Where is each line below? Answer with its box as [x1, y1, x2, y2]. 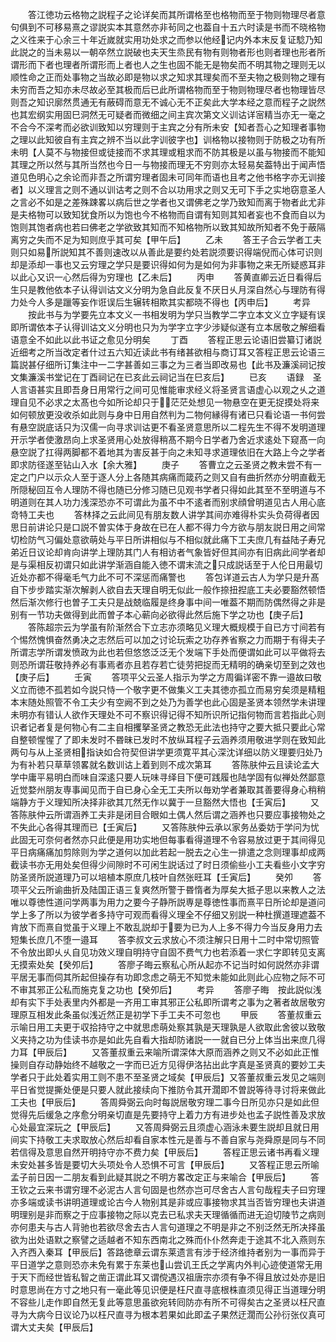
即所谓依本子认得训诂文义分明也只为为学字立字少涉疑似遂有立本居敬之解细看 [10, 321, 326, 333]
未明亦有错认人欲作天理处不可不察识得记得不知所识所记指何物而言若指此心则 [10, 709, 326, 720]
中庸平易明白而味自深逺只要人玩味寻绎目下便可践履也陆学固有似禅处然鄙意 [18, 771, 326, 783]
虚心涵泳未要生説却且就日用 [204, 1121, 320, 1133]
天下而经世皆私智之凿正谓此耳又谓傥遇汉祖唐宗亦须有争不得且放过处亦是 [18, 1271, 317, 1283]
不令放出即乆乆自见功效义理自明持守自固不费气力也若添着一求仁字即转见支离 [10, 946, 326, 958]
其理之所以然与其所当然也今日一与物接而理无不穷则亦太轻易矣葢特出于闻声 [10, 159, 317, 170]
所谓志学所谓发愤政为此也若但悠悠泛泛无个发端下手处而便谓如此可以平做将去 [10, 646, 326, 658]
